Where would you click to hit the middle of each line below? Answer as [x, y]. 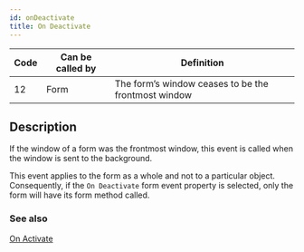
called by [76, 68]
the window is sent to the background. [81, 159]
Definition [202, 63]
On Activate [31, 238]
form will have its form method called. [80, 195]
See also [28, 218]
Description [43, 126]
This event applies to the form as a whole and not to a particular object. [142, 176]
